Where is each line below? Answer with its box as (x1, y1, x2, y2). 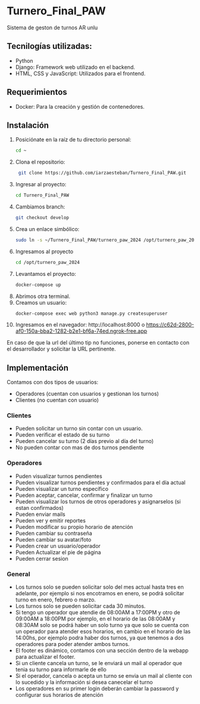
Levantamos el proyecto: (15, 270, 76, 277)
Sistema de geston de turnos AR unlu (7, 24, 98, 31)
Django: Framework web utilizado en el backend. (15, 63, 136, 70)
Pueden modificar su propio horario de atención (15, 523, 133, 530)
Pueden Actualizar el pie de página (15, 548, 101, 556)
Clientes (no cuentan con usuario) (15, 396, 99, 404)
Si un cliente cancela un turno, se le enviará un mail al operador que (15, 660, 182, 667)
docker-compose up (15, 282, 61, 288)
